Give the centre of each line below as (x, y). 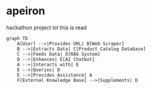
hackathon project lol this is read (46, 27)
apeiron (26, 11)
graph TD (17, 38)
